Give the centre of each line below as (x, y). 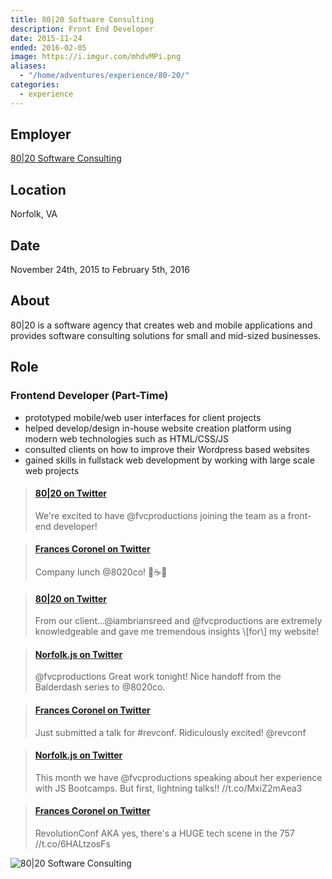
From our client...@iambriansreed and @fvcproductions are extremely (178, 621)
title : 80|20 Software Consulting (82, 19)
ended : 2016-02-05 (48, 47)
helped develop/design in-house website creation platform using (158, 428)
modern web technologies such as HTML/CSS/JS (127, 438)
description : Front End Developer (82, 29)
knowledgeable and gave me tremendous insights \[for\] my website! (177, 632)
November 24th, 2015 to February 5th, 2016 (100, 270)
